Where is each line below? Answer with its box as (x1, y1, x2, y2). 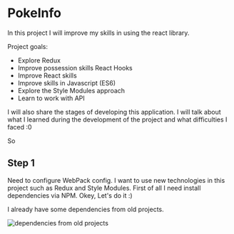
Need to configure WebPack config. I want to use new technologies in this (7, 176, 225, 184)
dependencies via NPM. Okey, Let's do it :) (7, 191, 133, 200)
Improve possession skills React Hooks (17, 63, 133, 72)
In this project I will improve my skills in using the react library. (7, 28, 190, 37)
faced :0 (7, 122, 32, 131)
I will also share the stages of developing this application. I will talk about (7, 107, 221, 116)
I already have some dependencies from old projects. (7, 205, 164, 213)
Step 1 (7, 157, 36, 169)
